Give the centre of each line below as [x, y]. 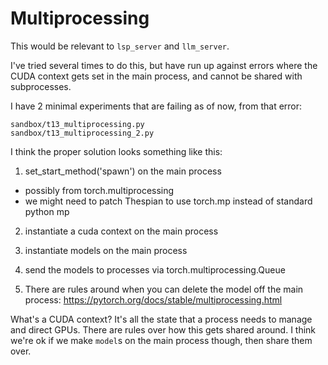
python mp [47, 211]
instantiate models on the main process [106, 250]
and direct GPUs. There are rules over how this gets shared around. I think [163, 329]
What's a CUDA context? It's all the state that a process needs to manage [161, 319]
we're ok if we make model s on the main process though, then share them [161, 340]
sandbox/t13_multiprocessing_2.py [82, 133]
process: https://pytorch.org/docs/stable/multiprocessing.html [153, 299]
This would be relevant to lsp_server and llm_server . [120, 46]
